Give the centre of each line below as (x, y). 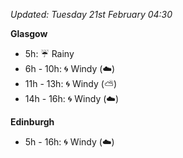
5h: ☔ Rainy (49, 53)
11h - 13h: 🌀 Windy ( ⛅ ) (71, 83)
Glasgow (29, 33)
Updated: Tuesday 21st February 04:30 (91, 14)
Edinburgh (32, 122)
